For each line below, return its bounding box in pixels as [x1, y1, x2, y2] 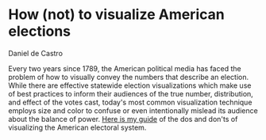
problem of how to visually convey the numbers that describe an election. [8, 72, 249, 81]
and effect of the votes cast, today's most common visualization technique [8, 97, 253, 107]
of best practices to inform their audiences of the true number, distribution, [8, 89, 254, 98]
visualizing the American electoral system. [8, 123, 147, 132]
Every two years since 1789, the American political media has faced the [8, 63, 241, 73]
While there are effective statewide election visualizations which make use [8, 81, 252, 90]
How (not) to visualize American [8, 6, 225, 24]
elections [8, 22, 71, 40]
